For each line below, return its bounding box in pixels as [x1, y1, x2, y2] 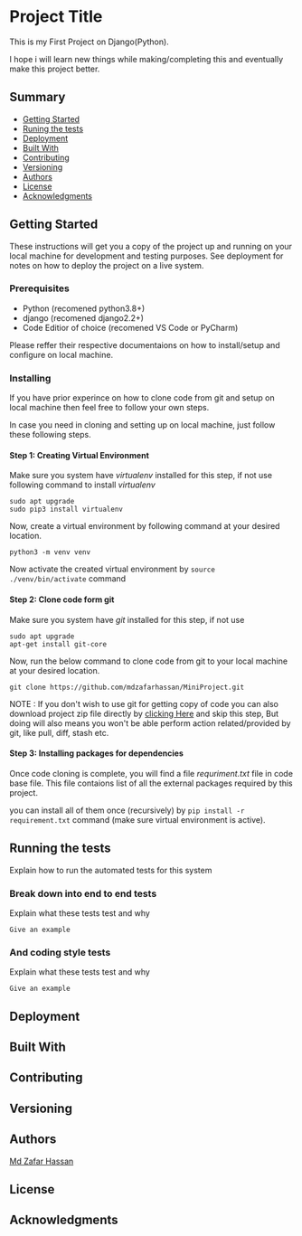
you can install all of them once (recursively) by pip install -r [9, 805, 245, 816]
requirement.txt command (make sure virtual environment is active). [9, 814, 266, 825]
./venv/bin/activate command [9, 573, 127, 584]
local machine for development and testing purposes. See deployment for [9, 250, 284, 261]
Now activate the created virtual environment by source [9, 563, 215, 575]
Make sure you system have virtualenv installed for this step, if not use [9, 470, 273, 481]
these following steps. [9, 429, 92, 440]
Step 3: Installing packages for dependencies [9, 748, 184, 759]
